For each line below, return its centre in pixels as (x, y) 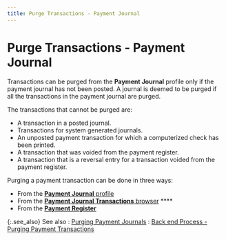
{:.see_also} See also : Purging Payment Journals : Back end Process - (107, 221)
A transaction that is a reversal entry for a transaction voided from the (116, 159)
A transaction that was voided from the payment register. (98, 152)
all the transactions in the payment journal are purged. (84, 96)
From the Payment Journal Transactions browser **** (95, 201)
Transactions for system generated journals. (80, 130)
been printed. (36, 145)
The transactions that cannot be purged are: (70, 109)
